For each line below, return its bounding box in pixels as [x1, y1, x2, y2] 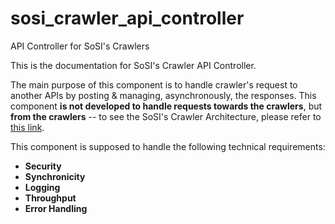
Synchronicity [24, 170, 86, 182]
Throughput [24, 192, 77, 204]
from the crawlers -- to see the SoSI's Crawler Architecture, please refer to [10, 110, 322, 122]
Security [24, 160, 62, 172]
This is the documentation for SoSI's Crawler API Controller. [10, 59, 257, 71]
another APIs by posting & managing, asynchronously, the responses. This [10, 89, 317, 101]
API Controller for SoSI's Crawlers [10, 40, 150, 52]
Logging [24, 181, 61, 193]
